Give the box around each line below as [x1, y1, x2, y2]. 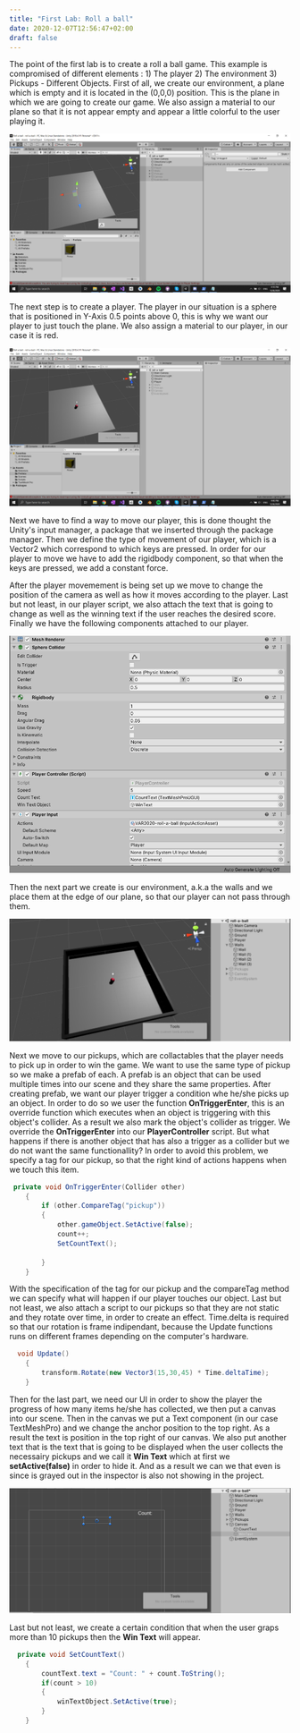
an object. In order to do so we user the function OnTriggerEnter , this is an [9, 1097, 285, 1109]
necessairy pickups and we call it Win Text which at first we [9, 1450, 230, 1462]
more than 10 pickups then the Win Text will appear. [9, 1631, 201, 1642]
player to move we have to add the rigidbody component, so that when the [9, 553, 284, 564]
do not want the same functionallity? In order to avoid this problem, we [9, 1145, 269, 1156]
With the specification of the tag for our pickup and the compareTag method [9, 1284, 290, 1295]
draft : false [9, 33, 58, 42]
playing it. [9, 116, 46, 127]
